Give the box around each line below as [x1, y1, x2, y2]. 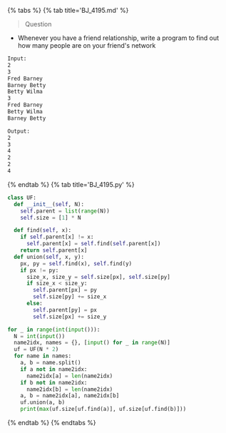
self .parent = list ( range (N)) [20, 207, 111, 215]
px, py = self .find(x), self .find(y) [20, 260, 133, 267]
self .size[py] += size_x [33, 293, 107, 300]
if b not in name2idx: [20, 379, 88, 386]
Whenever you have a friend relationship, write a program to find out [17, 34, 220, 42]
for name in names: [14, 352, 72, 360]
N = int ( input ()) [14, 332, 66, 340]
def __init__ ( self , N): [14, 200, 84, 208]
